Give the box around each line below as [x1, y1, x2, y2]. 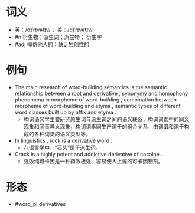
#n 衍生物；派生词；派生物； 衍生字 [14, 33, 102, 40]
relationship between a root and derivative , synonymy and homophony [14, 90, 188, 97]
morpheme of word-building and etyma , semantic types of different [14, 102, 181, 109]
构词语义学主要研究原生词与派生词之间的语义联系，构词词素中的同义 [23, 116, 190, 123]
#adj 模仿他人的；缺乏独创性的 [14, 41, 90, 48]
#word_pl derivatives [14, 200, 66, 207]
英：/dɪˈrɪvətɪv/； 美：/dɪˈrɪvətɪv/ [14, 26, 93, 33]
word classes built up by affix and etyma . [14, 109, 116, 116]
